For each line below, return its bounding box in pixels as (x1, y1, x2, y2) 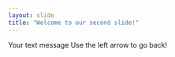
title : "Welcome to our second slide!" (8, 19, 140, 27)
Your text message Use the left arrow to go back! (8, 40, 168, 49)
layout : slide (8, 11, 55, 20)
